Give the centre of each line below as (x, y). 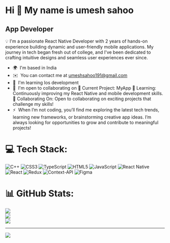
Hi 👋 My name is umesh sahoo (70, 10)
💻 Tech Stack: (36, 149)
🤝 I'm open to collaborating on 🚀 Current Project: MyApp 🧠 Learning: (84, 88)
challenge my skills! (33, 104)
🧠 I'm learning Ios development (46, 83)
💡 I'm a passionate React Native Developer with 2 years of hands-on (77, 41)
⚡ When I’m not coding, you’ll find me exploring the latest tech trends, (86, 110)
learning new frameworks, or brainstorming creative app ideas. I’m (82, 117)
